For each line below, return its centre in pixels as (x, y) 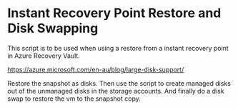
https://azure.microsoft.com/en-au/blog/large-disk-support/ (96, 69)
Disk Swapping (53, 28)
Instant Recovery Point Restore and (114, 13)
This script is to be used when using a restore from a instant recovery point (118, 48)
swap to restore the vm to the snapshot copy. (74, 99)
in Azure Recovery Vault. (44, 56)
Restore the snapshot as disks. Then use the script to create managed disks (119, 83)
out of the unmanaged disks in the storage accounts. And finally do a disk (116, 91)
